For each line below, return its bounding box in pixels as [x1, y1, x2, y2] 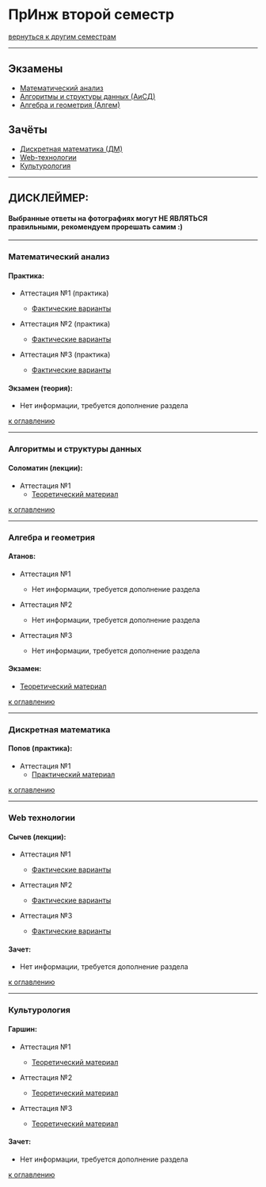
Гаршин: [8, 1024, 38, 1033]
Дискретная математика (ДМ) [19, 144, 123, 154]
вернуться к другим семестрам [8, 32, 116, 41]
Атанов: [8, 552, 36, 561]
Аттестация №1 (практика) [19, 288, 109, 298]
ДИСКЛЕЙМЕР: [8, 191, 89, 204]
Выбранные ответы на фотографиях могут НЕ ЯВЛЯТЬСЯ [8, 213, 208, 223]
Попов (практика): [8, 743, 73, 754]
